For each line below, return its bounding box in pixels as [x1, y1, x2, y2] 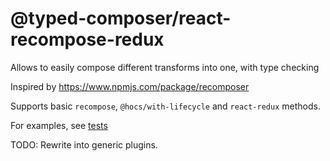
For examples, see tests [10, 119, 108, 131]
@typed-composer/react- [10, 7, 232, 30]
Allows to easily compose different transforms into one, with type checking [10, 61, 320, 73]
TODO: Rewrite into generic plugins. [10, 138, 158, 151]
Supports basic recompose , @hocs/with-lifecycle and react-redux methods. [10, 100, 321, 112]
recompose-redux [10, 28, 165, 51]
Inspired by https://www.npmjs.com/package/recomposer [10, 80, 250, 92]
